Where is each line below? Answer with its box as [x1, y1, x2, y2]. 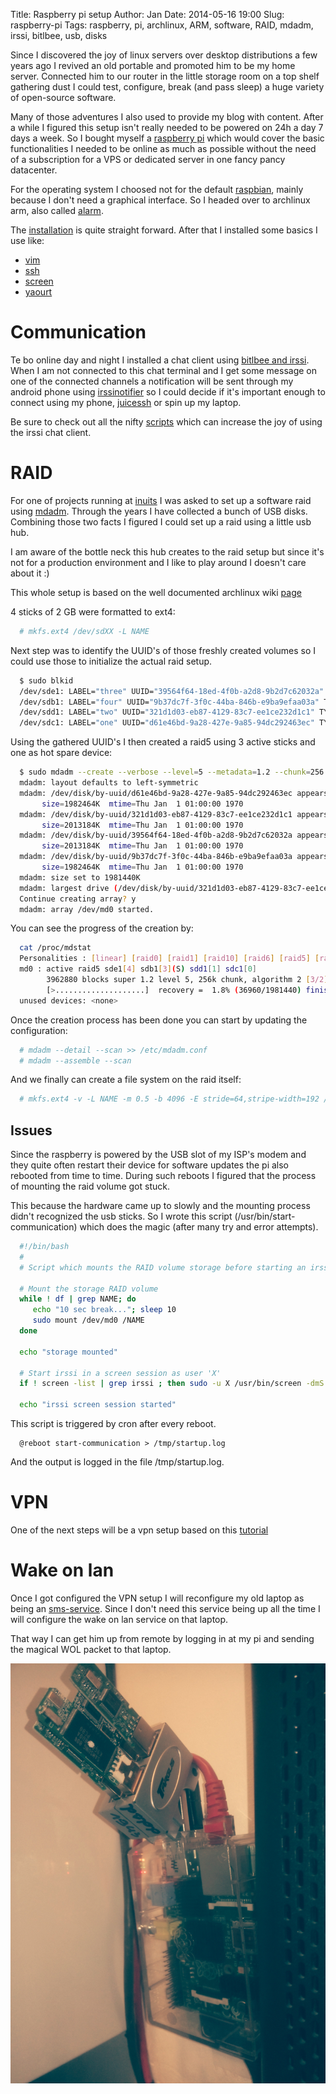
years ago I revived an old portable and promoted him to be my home [10, 60, 296, 71]
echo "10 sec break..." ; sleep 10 [32, 1305, 177, 1315]
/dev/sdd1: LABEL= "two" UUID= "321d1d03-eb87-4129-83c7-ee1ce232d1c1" [19, 707, 315, 718]
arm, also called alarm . [10, 205, 104, 216]
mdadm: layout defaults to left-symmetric [19, 778, 199, 788]
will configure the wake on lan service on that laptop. [10, 1613, 229, 1625]
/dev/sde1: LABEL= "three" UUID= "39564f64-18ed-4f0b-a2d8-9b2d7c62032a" [19, 686, 325, 696]
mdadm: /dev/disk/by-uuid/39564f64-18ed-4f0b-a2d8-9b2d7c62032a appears [19, 830, 329, 841]
